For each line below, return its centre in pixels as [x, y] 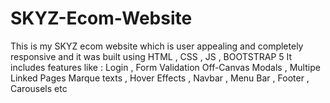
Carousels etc [39, 88]
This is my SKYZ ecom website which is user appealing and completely [157, 46]
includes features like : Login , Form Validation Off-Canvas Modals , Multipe [165, 67]
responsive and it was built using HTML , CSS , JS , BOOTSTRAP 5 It [151, 56]
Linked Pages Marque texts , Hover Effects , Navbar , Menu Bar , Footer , [160, 78]
